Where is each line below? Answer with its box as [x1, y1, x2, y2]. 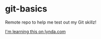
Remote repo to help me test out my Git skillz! [5, 19, 97, 25]
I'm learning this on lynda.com [5, 28, 66, 34]
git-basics [5, 3, 47, 14]
